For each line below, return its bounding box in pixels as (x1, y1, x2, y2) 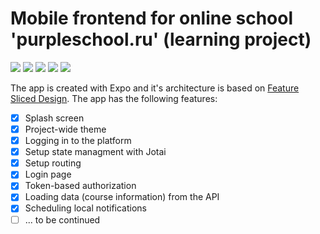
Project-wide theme (24, 123, 107, 135)
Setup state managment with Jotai (24, 146, 167, 158)
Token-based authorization (24, 180, 137, 192)
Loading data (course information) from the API (24, 191, 220, 203)
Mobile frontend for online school (10, 7, 294, 30)
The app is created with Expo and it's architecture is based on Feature (10, 82, 300, 94)
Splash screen (24, 112, 85, 124)
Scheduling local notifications (24, 202, 147, 214)
